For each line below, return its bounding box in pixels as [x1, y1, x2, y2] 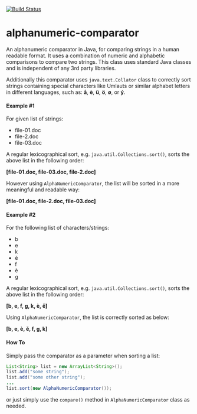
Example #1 [6, 102, 35, 109]
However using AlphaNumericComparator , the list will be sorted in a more [6, 180, 180, 187]
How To [6, 338, 25, 345]
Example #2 [6, 211, 36, 218]
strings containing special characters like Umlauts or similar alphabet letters [6, 82, 191, 89]
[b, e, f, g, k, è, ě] [6, 302, 48, 309]
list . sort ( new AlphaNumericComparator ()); [6, 386, 112, 392]
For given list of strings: [6, 115, 64, 122]
